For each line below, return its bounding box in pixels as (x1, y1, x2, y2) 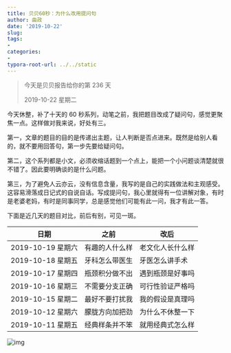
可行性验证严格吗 (140, 281, 195, 291)
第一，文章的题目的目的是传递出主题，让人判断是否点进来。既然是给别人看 (7, 133, 218, 141)
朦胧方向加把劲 (85, 307, 133, 317)
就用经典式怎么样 (140, 320, 195, 330)
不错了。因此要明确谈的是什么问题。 (7, 165, 110, 173)
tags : (7, 36, 23, 43)
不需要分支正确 (85, 281, 133, 291)
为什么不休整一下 (140, 307, 195, 317)
